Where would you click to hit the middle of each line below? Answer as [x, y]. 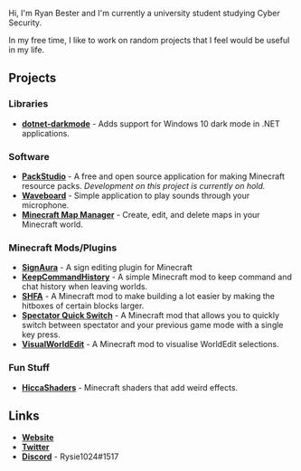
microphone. [45, 205]
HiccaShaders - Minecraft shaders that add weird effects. [130, 387]
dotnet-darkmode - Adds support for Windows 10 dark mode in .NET [151, 123]
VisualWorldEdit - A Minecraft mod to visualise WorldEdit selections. [150, 344]
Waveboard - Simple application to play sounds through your [136, 195]
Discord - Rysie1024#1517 [70, 457]
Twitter [35, 447]
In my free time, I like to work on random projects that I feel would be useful [149, 40]
